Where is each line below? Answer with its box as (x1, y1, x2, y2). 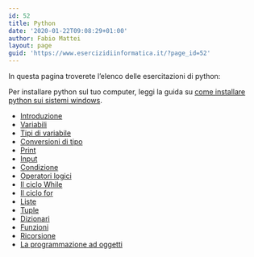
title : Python (8, 19, 56, 27)
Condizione (19, 163, 59, 172)
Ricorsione (19, 231, 56, 240)
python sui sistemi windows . (8, 96, 102, 105)
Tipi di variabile (19, 128, 71, 138)
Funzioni (19, 222, 49, 232)
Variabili (19, 120, 48, 129)
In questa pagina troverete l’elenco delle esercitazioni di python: (8, 72, 221, 81)
